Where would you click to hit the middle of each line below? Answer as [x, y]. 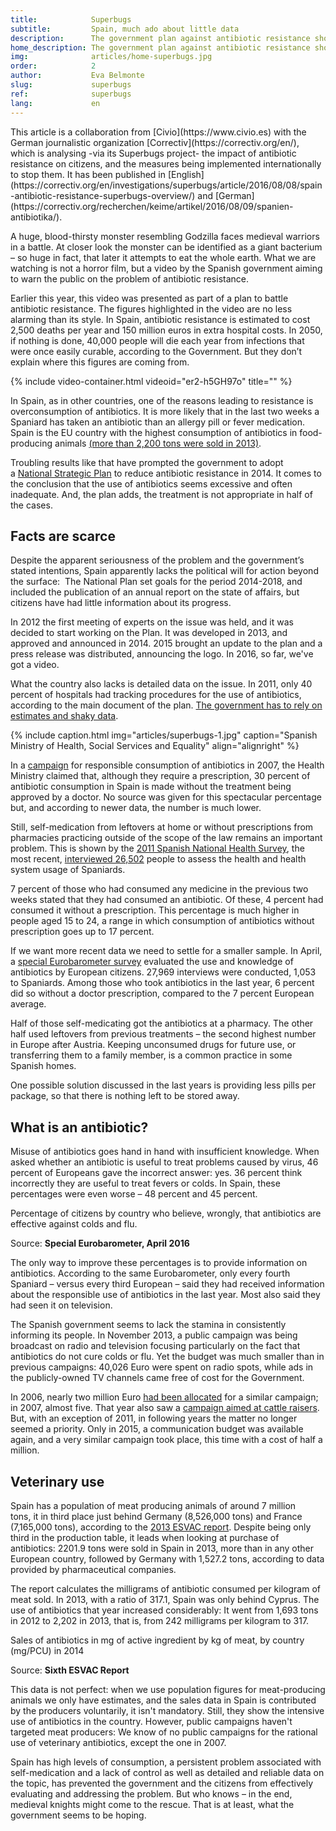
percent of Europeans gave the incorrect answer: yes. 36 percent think [156, 1173]
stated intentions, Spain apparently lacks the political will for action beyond [164, 571]
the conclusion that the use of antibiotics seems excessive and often [151, 483]
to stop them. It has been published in [88, 174]
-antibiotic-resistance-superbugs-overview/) [103, 195]
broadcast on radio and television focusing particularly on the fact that [155, 1346]
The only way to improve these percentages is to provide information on [159, 1263]
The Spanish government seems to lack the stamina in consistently [148, 1325]
